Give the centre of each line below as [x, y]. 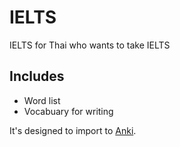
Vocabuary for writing [68, 111]
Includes [37, 76]
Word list [42, 100]
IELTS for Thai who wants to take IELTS [90, 45]
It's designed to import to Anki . [73, 130]
